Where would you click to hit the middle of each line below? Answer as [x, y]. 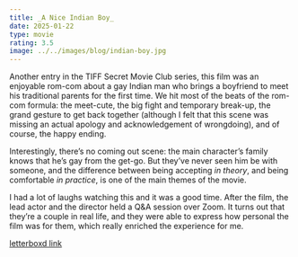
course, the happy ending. [58, 134]
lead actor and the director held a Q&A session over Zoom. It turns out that [147, 207]
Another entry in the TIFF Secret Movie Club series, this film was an [134, 76]
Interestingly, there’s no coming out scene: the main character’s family [139, 151]
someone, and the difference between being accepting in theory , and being [149, 171]
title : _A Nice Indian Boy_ [62, 18]
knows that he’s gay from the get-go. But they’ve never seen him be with [144, 161]
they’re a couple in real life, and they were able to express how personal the [149, 217]
